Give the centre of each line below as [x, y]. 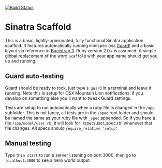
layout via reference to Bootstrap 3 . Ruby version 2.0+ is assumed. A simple [81, 50]
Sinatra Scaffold [38, 27]
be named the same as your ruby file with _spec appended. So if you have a [80, 118]
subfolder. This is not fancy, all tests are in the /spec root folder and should [79, 113]
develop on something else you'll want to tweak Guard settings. [68, 98]
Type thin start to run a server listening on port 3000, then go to [71, 155]
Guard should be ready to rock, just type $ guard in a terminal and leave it [78, 88]
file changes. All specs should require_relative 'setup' [61, 128]
